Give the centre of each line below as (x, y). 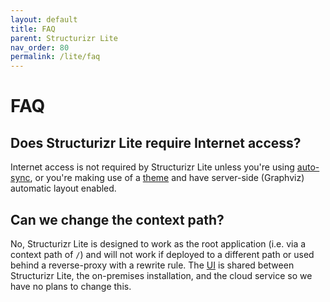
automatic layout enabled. (63, 188)
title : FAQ (33, 29)
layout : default (44, 19)
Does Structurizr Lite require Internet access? (156, 142)
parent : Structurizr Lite (64, 38)
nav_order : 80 (40, 47)
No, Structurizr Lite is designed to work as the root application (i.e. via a (158, 243)
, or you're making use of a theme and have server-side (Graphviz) (167, 178)
